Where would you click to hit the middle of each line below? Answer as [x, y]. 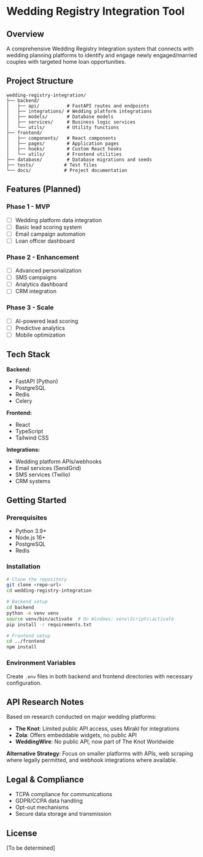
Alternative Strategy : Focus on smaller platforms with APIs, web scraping [100, 754]
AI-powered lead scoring [47, 321]
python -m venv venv [33, 613]
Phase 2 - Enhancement [43, 257]
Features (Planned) [44, 189]
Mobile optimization [40, 335]
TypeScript [29, 431]
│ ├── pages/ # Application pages [63, 143]
